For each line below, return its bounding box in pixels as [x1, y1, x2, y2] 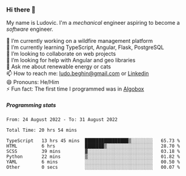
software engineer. [6, 25, 53, 33]
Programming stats [6, 101, 56, 108]
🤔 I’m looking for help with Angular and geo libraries [6, 57, 136, 64]
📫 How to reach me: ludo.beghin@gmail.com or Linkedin [6, 70, 150, 77]
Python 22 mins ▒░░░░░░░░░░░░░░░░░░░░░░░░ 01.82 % [6, 154, 181, 160]
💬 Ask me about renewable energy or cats [6, 63, 111, 70]
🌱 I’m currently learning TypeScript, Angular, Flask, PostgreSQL [6, 44, 165, 51]
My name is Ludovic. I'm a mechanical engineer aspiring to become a [6, 19, 180, 27]
